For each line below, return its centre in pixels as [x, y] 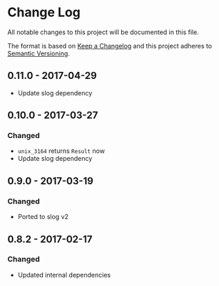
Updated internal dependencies [64, 275]
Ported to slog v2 [43, 217]
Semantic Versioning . [39, 53]
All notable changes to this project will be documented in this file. [103, 32]
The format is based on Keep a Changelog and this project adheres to [110, 46]
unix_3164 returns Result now [61, 151]
